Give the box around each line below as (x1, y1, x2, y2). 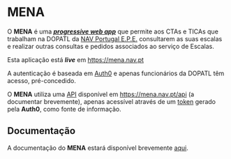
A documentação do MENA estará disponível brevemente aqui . (7, 144, 188, 152)
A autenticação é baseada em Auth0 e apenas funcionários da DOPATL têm (7, 69, 225, 77)
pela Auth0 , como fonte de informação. (7, 105, 121, 113)
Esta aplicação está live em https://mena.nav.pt (7, 55, 144, 63)
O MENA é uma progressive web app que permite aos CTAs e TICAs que (7, 27, 218, 36)
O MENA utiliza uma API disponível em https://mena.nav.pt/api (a (7, 90, 195, 98)
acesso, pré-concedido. (7, 76, 77, 84)
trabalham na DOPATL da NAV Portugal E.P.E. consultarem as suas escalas (7, 34, 223, 43)
